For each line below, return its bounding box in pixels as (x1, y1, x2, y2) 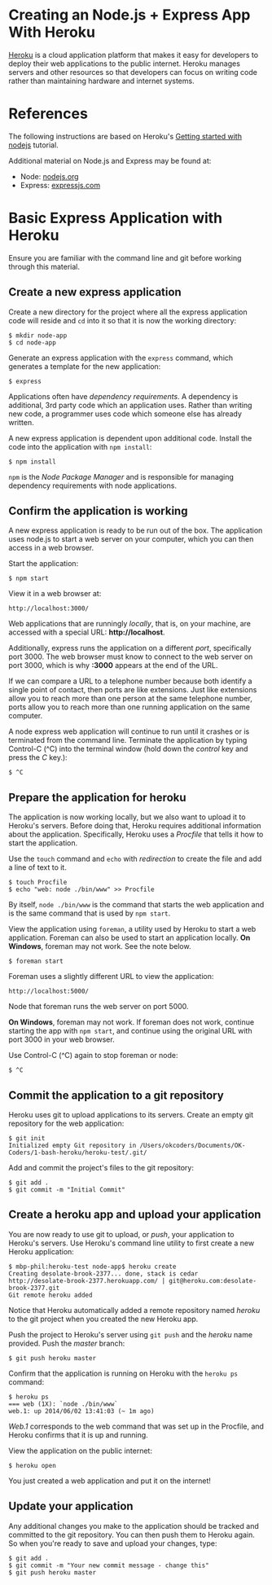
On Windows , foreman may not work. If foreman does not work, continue (8, 1017, 255, 1027)
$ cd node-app (8, 338, 57, 347)
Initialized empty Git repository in (8, 1142, 137, 1150)
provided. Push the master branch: (8, 1338, 125, 1348)
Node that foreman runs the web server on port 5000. (8, 1002, 189, 1012)
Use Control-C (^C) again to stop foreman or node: (8, 1051, 178, 1060)
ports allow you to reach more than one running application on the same (8, 702, 251, 712)
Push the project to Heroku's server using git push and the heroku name (8, 1329, 253, 1339)
